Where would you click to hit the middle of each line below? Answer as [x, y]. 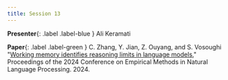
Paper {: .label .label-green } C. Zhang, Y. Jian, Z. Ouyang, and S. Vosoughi [114, 47]
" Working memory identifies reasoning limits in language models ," [102, 54]
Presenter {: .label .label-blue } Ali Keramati [69, 33]
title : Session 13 [34, 14]
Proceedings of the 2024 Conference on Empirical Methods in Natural [108, 62]
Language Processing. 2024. [49, 69]
